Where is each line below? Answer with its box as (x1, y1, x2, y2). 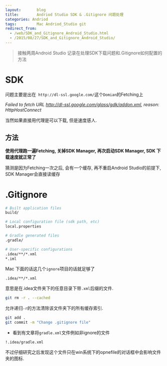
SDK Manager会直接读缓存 (5, 171, 61, 177)
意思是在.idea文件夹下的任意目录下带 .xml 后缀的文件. (5, 285, 114, 291)
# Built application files (5, 205, 62, 210)
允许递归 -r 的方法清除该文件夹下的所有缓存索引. (5, 305, 104, 311)
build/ (5, 210, 19, 215)
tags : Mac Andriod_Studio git (5, 21, 86, 27)
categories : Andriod (5, 17, 49, 22)
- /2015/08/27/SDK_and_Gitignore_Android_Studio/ (10, 36, 115, 41)
